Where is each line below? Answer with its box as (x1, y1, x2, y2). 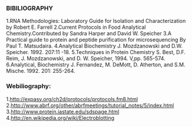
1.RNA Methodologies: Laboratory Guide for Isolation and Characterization (6, 18, 186, 25)
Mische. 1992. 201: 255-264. (6, 68, 75, 75)
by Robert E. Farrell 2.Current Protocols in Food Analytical (6, 24, 146, 31)
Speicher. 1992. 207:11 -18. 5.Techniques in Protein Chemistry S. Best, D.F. (6, 49, 186, 56)
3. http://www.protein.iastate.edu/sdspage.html (6, 108, 120, 115)
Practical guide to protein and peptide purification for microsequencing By (6, 36, 187, 44)
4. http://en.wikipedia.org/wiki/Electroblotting (6, 114, 115, 121)
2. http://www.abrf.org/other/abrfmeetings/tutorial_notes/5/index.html (6, 102, 174, 109)
